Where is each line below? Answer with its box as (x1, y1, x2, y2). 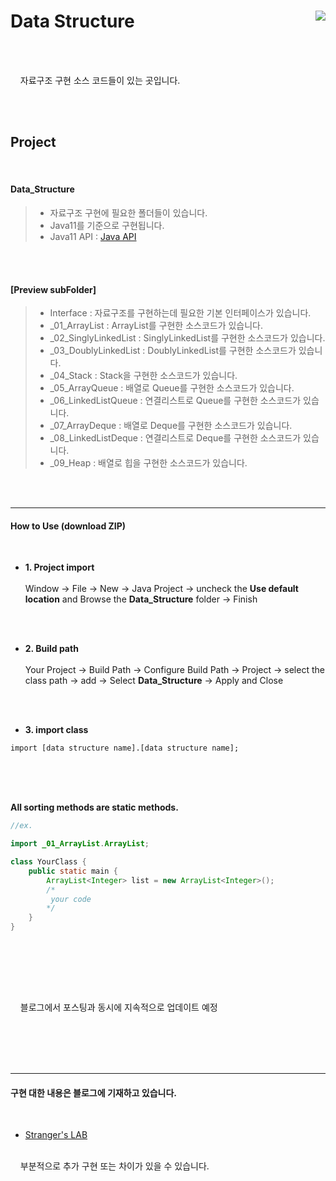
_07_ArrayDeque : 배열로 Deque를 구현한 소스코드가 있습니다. (49, 420, 293, 432)
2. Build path (24, 643, 79, 655)
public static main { (28, 866, 118, 876)
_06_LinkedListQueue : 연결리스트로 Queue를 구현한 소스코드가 (49, 395, 302, 407)
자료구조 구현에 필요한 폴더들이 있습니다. (49, 206, 208, 219)
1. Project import (24, 561, 95, 574)
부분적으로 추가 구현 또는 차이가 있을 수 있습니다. (19, 1160, 210, 1172)
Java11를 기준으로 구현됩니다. (49, 219, 165, 231)
